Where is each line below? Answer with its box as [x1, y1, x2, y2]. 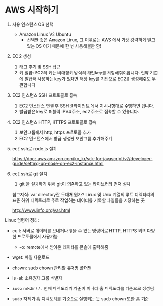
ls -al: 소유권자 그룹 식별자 [12, 275, 62, 281]
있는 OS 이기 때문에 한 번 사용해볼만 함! [26, 43, 101, 49]
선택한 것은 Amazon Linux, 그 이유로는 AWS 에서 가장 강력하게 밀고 [26, 37, 156, 43]
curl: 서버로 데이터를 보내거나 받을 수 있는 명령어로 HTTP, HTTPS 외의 [12, 227, 146, 234]
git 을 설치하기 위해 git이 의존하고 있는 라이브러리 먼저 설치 [19, 181, 131, 187]
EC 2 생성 [12, 53, 31, 59]
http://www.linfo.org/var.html [12, 207, 71, 213]
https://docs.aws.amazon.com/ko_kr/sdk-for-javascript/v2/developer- [12, 155, 153, 161]
